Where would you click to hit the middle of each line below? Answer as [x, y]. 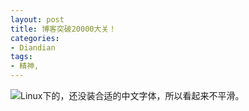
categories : [35, 38]
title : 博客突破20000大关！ [63, 29]
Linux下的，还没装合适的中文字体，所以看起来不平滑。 [132, 95]
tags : [21, 57]
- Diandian [33, 47]
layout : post [37, 19]
